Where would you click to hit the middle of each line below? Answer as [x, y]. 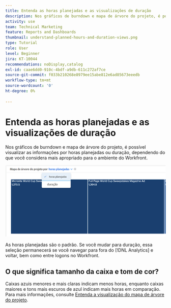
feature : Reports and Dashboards [41, 32]
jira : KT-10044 [21, 59]
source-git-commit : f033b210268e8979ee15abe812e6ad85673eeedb [73, 75]
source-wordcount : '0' [29, 86]
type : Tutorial [21, 43]
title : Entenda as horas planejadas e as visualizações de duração [78, 11]
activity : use [20, 21]
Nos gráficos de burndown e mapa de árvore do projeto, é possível [76, 147]
